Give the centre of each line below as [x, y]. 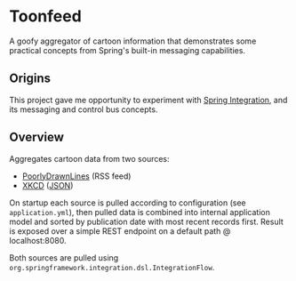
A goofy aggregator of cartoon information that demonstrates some [133, 41]
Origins [30, 79]
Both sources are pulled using [64, 257]
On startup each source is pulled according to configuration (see [128, 203]
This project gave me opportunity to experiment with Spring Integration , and [148, 100]
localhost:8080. [38, 240]
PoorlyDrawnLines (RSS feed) [76, 176]
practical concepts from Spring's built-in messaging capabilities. [128, 50]
